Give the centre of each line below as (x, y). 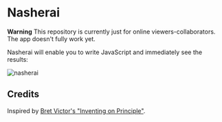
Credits (23, 94)
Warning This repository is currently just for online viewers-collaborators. (111, 32)
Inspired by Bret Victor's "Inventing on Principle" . (76, 110)
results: (18, 59)
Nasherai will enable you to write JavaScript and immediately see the (105, 52)
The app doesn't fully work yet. (52, 38)
